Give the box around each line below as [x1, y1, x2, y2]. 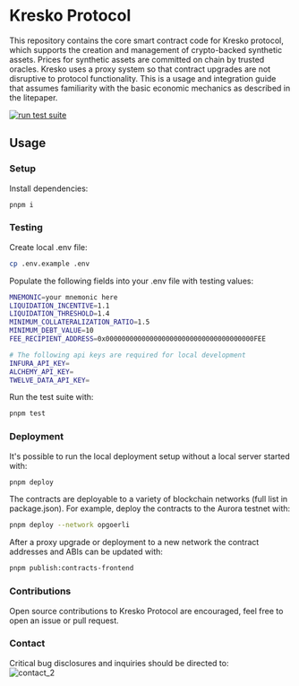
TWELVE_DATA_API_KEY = [9, 376, 90, 385]
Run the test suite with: [9, 392, 94, 403]
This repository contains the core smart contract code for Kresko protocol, [9, 35, 284, 46]
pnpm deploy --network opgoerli [9, 521, 130, 530]
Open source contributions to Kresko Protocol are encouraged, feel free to [9, 605, 284, 616]
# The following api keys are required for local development [9, 351, 246, 360]
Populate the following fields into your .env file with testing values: [9, 275, 253, 286]
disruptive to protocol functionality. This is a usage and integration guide [9, 73, 277, 83]
